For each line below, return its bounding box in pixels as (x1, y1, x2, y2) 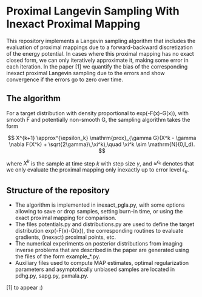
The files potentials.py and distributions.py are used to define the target (15, 221, 195, 228)
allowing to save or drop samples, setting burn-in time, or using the (15, 208, 183, 215)
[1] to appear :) (6, 284, 44, 292)
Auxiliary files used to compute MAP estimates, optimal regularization (15, 259, 189, 267)
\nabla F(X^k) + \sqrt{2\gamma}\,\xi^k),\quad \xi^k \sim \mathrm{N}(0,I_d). (8, 141, 195, 148)
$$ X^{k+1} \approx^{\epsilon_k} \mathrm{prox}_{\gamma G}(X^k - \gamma (7, 134, 197, 141)
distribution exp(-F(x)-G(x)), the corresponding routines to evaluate (15, 227, 184, 235)
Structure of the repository (6, 185, 110, 195)
